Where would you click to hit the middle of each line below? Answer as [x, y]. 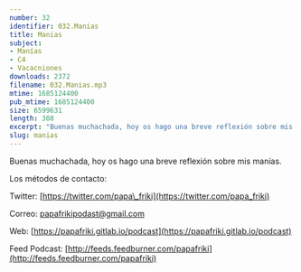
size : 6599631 [36, 110]
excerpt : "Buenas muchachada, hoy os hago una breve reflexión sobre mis [151, 127]
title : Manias [36, 34]
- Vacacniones [36, 69]
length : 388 [32, 118]
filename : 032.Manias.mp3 [58, 85]
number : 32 [30, 18]
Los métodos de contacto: [58, 178]
